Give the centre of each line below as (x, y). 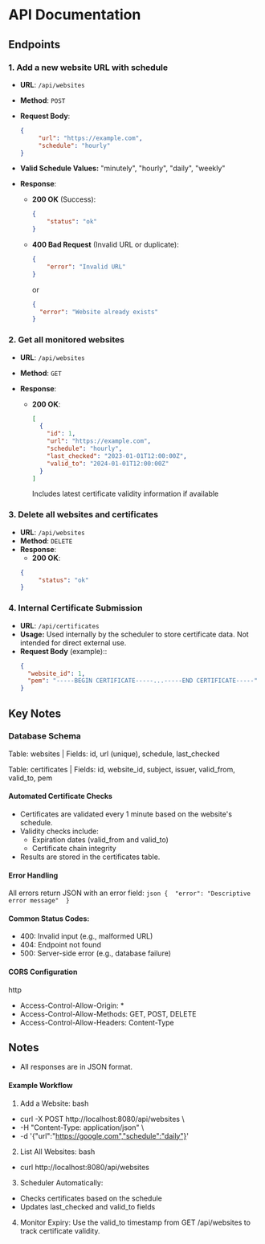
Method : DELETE (46, 541)
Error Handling (33, 875)
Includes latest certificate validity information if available (125, 494)
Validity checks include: (59, 831)
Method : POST (43, 100)
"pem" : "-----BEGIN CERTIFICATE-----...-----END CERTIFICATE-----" (143, 681)
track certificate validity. (60, 1230)
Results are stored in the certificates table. (90, 857)
